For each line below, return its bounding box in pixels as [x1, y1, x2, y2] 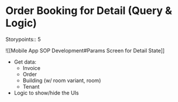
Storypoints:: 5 [5, 36, 41, 43]
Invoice [22, 64, 40, 71]
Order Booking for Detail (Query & [5, 4, 172, 17]
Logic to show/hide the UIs [13, 89, 79, 96]
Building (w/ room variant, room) [22, 77, 101, 84]
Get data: [13, 58, 36, 65]
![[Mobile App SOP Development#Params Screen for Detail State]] [5, 47, 165, 54]
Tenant [22, 83, 40, 90]
